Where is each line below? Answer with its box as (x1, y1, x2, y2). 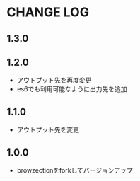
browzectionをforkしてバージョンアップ (16, 166, 133, 175)
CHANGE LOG (6, 4, 90, 21)
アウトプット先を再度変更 (16, 76, 92, 85)
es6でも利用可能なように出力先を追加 (16, 85, 128, 93)
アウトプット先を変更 (16, 125, 79, 134)
